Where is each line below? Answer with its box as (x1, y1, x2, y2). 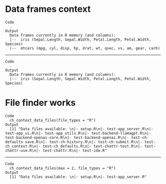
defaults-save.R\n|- (5, 139, 48, 144)
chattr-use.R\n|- (5, 148, 41, 153)
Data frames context (5, 3, 91, 15)
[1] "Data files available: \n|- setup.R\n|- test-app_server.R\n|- (9, 126, 154, 132)
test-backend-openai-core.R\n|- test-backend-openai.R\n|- (5, 135, 129, 140)
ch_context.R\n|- (5, 143, 41, 149)
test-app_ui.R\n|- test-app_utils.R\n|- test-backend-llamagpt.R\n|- (5, 131, 152, 136)
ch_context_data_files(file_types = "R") (9, 118, 96, 123)
